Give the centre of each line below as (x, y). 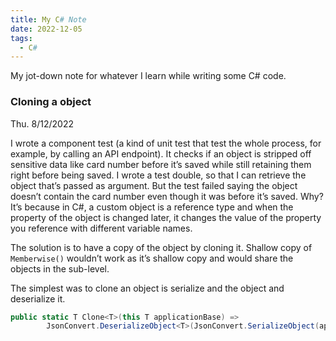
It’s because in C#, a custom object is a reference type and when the (152, 207)
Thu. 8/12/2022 (42, 123)
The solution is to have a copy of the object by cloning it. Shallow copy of (161, 247)
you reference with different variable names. (101, 228)
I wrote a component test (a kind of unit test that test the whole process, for (166, 143)
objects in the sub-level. (60, 268)
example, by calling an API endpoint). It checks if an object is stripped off (161, 153)
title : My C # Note (48, 19)
